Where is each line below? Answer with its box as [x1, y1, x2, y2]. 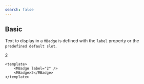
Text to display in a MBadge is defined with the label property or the [5, 38, 139, 44]
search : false [5, 7, 34, 12]
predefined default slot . [5, 43, 57, 49]
